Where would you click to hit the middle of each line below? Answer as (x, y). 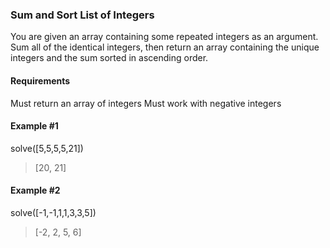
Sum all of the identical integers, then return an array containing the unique (165, 47)
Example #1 (34, 126)
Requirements (40, 80)
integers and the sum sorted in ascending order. (109, 58)
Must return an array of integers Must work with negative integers (146, 103)
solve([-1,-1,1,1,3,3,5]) (53, 212)
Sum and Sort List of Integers (82, 15)
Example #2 (35, 190)
